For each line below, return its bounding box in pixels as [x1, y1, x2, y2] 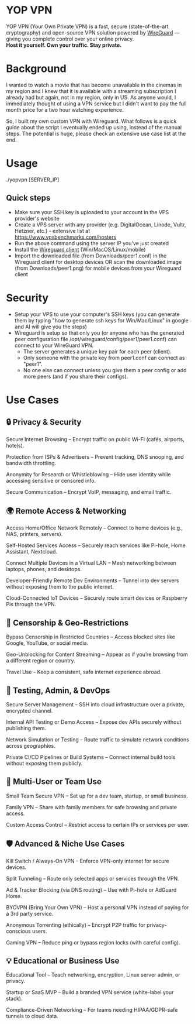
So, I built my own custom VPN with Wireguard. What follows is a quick [6, 118, 177, 125]
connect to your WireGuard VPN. [14, 342, 94, 349]
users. [32, 927, 47, 934]
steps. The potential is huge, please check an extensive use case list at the [6, 130, 186, 137]
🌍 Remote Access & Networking [6, 506, 127, 516]
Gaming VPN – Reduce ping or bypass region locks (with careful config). [6, 939, 180, 946]
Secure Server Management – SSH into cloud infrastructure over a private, [6, 701, 185, 708]
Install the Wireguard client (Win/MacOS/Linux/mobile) [14, 246, 146, 253]
